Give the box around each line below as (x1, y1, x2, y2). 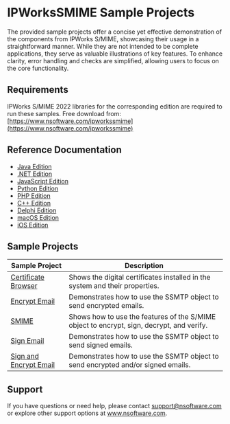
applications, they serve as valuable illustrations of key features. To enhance (7, 49, 223, 58)
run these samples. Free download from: (7, 109, 122, 118)
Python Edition (16, 184, 59, 192)
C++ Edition (16, 199, 51, 207)
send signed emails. (68, 340, 133, 350)
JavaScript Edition (16, 177, 68, 185)
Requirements (7, 84, 68, 96)
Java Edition (16, 162, 53, 170)
